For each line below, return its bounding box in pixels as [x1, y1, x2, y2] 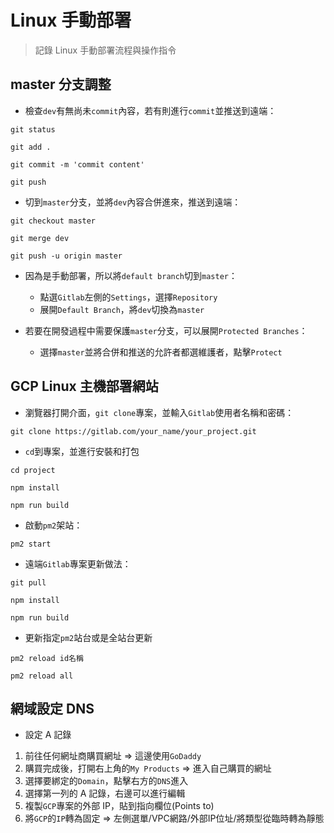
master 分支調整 [10, 76, 112, 93]
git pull [10, 577, 47, 588]
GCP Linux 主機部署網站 [10, 378, 159, 395]
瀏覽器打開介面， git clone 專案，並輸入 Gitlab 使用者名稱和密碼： [24, 406, 295, 418]
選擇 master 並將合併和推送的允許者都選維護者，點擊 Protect [39, 346, 283, 358]
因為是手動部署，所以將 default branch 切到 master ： [24, 269, 238, 281]
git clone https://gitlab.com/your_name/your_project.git [10, 426, 257, 436]
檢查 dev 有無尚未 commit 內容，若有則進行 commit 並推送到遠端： [24, 104, 277, 116]
